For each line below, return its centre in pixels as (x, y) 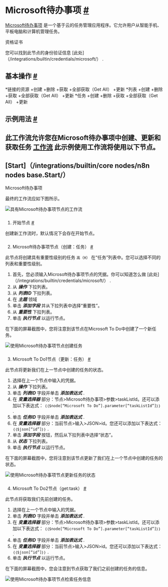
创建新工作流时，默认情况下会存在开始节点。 (51, 233)
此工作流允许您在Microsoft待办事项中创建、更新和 (83, 137)
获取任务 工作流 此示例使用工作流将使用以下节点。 (82, 147)
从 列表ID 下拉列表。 (33, 293)
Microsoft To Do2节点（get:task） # (49, 488)
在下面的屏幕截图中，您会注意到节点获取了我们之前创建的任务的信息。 (77, 568)
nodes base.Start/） (37, 175)
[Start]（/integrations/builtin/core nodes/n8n (77, 166)
